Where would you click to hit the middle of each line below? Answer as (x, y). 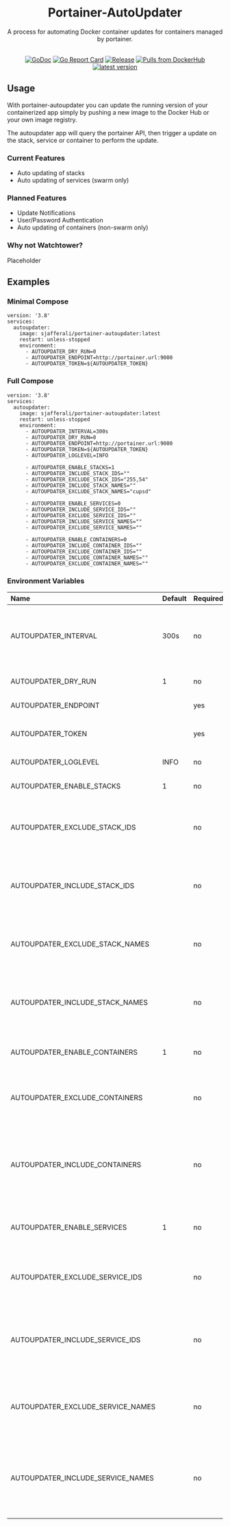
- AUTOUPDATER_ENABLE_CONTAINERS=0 (76, 539)
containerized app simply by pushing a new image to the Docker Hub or (108, 112)
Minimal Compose (38, 301)
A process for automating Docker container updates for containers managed (115, 32)
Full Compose (30, 381)
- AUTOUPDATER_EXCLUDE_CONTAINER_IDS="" (84, 551)
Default (174, 598)
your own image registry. (42, 119)
